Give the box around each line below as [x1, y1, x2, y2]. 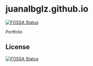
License [5, 43, 30, 51]
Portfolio [5, 29, 23, 34]
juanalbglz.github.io [5, 3, 89, 15]
